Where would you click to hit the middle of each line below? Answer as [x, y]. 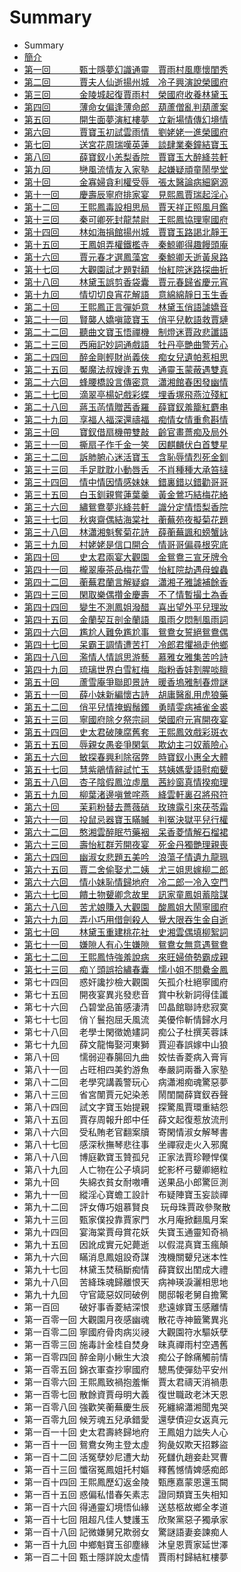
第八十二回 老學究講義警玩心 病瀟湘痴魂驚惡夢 [126, 1082]
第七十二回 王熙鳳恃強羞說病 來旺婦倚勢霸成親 [126, 957]
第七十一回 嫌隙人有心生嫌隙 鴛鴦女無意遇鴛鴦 [126, 944]
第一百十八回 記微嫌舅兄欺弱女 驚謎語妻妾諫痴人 [126, 1532]
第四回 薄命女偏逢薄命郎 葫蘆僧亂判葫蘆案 [126, 107]
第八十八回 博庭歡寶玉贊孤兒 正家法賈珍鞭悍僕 [126, 1157]
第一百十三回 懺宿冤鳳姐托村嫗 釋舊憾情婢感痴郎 [126, 1469]
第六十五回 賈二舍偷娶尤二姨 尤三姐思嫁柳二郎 [126, 869]
